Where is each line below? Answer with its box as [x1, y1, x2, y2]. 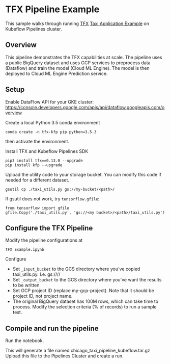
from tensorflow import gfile [5, 205, 70, 211]
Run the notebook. [5, 337, 44, 344]
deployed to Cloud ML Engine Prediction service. [5, 70, 108, 76]
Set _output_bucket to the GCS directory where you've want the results [12, 277, 162, 283]
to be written [12, 282, 40, 289]
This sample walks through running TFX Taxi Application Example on [5, 20, 149, 27]
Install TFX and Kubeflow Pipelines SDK [5, 148, 89, 154]
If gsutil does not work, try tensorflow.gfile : [5, 195, 100, 202]
